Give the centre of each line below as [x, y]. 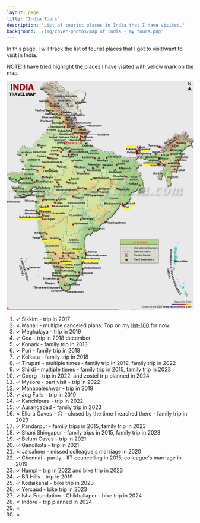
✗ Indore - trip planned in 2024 [54, 502]
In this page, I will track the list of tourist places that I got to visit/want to [95, 49]
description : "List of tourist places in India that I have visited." [96, 25]
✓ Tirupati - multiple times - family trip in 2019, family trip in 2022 [96, 363]
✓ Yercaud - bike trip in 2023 [51, 489]
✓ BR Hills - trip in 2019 [44, 476]
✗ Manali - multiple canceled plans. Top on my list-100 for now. [93, 325]
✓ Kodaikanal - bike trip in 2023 [55, 483]
